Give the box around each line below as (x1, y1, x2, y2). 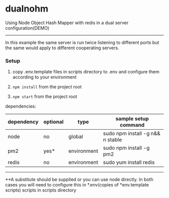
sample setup (115, 115, 149, 122)
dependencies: (5, 104, 36, 110)
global (68, 133, 83, 140)
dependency (8, 119, 39, 126)
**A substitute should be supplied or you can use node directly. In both (5, 176, 153, 182)
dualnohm (5, 3, 49, 15)
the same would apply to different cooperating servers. (5, 45, 119, 51)
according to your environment (12, 74, 77, 80)
